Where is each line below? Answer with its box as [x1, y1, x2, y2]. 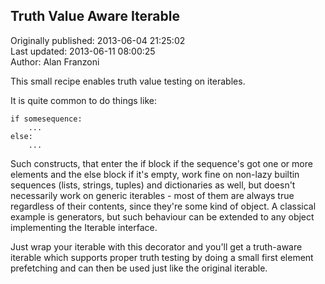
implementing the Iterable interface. [10, 221, 158, 233]
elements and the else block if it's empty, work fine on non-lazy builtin [10, 168, 300, 180]
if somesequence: [10, 114, 83, 124]
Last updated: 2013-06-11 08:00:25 [10, 45, 156, 57]
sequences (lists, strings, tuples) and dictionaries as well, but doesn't [10, 179, 296, 191]
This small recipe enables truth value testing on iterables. [10, 75, 246, 87]
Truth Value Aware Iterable [10, 8, 180, 25]
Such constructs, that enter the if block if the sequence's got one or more [10, 157, 313, 169]
